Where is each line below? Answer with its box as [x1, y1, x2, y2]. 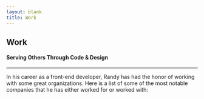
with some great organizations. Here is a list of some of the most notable [6, 80, 188, 87]
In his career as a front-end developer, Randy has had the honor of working [6, 73, 195, 81]
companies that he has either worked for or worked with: [6, 86, 149, 94]
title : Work [6, 15, 36, 21]
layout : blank [6, 9, 42, 15]
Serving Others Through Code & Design [6, 54, 108, 61]
